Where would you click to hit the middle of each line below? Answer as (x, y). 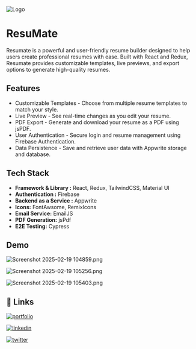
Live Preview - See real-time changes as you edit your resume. (93, 116)
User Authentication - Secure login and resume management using (98, 135)
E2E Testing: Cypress (42, 226)
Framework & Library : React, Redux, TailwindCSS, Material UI (92, 187)
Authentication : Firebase (47, 194)
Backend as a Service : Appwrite (56, 200)
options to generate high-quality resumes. (58, 69)
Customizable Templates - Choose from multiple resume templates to (101, 103)
